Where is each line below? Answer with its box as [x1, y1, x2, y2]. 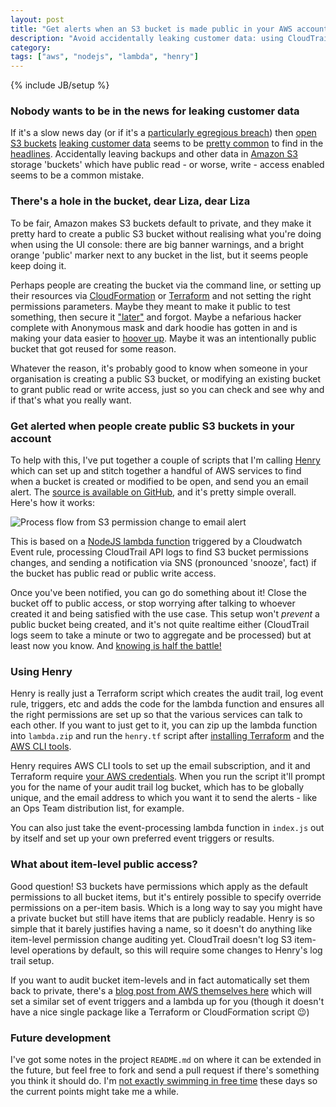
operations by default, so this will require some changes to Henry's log [31, 944, 323, 956]
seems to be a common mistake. [10, 169, 145, 181]
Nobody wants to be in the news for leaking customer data [10, 104, 300, 118]
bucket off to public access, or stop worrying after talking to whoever [10, 597, 296, 610]
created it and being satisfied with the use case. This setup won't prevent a [10, 608, 320, 620]
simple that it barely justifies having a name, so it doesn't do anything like [10, 922, 313, 935]
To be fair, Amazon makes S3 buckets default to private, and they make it [10, 217, 312, 229]
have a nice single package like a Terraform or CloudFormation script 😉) [10, 1006, 310, 1018]
